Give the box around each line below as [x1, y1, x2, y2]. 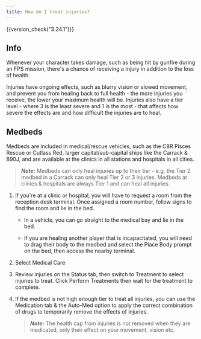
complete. [14, 283, 40, 291]
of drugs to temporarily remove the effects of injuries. [14, 308, 149, 315]
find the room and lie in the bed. [14, 205, 94, 212]
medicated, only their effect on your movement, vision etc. [29, 326, 175, 334]
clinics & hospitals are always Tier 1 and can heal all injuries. [20, 180, 170, 187]
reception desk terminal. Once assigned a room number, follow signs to [14, 198, 192, 205]
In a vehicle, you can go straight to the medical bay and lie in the [23, 216, 184, 224]
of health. [6, 72, 30, 79]
